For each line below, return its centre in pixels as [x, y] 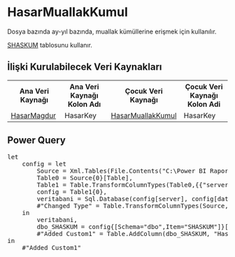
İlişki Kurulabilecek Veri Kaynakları [85, 67]
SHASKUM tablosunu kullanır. [50, 45]
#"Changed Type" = [68, 206]
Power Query [37, 140]
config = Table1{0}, [72, 192]
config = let [44, 164]
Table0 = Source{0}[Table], [85, 178]
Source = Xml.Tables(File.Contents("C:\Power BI [122, 171]
